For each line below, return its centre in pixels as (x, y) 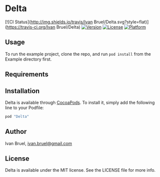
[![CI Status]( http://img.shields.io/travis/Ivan (49, 22)
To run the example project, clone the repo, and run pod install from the (78, 54)
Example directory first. (28, 59)
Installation (22, 91)
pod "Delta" (17, 116)
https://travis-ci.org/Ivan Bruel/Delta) (44, 27)
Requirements (27, 74)
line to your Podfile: (24, 108)
